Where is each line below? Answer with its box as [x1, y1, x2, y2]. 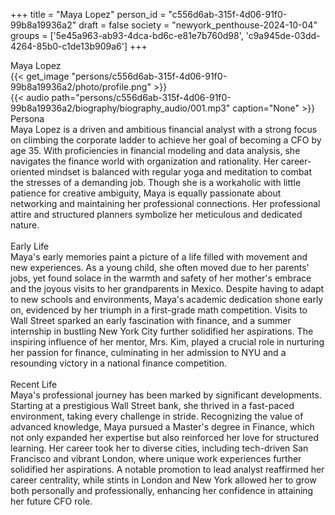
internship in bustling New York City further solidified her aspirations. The [10, 325, 314, 337]
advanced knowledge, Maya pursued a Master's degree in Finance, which [10, 421, 315, 433]
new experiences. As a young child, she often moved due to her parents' [10, 262, 310, 273]
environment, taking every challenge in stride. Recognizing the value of [10, 410, 304, 422]
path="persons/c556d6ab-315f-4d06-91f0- [51, 92, 232, 103]
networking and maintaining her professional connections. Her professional [10, 198, 321, 209]
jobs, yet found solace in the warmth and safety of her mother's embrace [10, 272, 312, 284]
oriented [10, 166, 45, 178]
